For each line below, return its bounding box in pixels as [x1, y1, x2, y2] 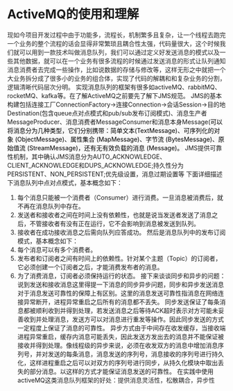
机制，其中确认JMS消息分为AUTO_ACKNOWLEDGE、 [12, 152, 166, 161]
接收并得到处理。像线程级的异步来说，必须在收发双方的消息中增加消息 [17, 341, 218, 349]
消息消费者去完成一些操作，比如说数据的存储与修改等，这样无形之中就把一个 [7, 65, 226, 74]
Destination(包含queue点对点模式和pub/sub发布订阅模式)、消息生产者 [7, 109, 207, 117]
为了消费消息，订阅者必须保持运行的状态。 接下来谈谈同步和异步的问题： [17, 271, 226, 280]
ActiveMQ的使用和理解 [7, 6, 139, 22]
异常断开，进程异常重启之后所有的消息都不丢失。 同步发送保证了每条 [23, 297, 220, 306]
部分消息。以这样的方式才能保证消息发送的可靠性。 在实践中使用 [29, 367, 214, 376]
